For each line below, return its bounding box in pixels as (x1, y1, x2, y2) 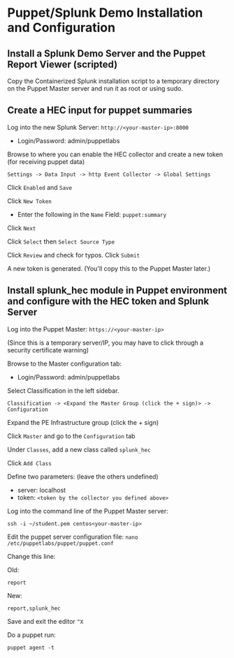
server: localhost (17, 486, 66, 494)
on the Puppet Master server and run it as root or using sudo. (7, 84, 184, 92)
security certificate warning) (7, 345, 89, 354)
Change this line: (7, 552, 56, 560)
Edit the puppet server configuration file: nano (7, 532, 138, 541)
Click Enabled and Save (7, 183, 72, 191)
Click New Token (7, 197, 52, 205)
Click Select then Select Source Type (7, 237, 115, 246)
